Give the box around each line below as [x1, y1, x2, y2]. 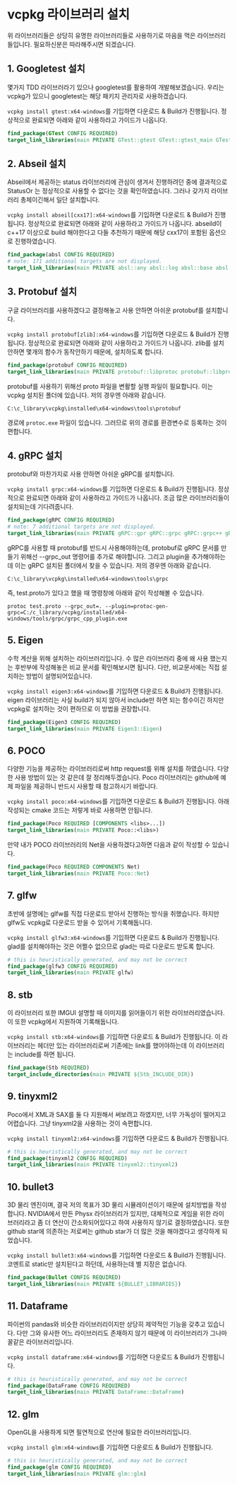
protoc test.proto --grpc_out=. [7, 602, 102, 609]
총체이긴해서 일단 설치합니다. [20, 195, 100, 204]
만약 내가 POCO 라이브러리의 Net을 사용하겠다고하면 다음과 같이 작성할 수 [7, 840, 210, 849]
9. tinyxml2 [7, 1091, 58, 1103]
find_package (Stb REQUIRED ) [7, 1065, 90, 1072]
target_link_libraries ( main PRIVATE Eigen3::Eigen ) [7, 725, 162, 733]
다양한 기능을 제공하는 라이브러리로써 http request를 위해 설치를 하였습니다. [7, 764, 217, 773]
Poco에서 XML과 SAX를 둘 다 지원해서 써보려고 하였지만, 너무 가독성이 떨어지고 [7, 1110, 227, 1118]
